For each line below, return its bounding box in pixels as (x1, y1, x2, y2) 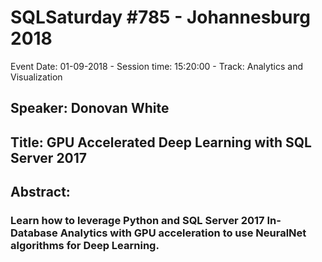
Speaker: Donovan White (10, 100, 170, 117)
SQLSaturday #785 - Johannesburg (10, 6, 311, 29)
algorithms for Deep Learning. (10, 239, 160, 253)
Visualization (10, 71, 63, 83)
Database (10, 226, 58, 240)
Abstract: (10, 184, 71, 201)
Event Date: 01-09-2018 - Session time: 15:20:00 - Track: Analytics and (10, 60, 304, 72)
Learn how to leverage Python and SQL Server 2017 (10, 214, 265, 228)
